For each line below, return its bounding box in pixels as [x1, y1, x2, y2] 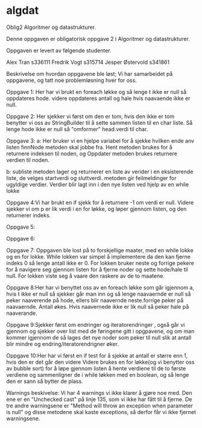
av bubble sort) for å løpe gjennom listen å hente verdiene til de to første [6, 365, 186, 372]
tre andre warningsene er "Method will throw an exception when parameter [6, 402, 193, 409]
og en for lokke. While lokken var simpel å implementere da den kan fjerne [6, 253, 191, 260]
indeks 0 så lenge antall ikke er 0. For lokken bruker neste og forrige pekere [6, 259, 194, 267]
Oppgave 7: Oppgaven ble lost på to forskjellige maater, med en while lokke [6, 246, 194, 253]
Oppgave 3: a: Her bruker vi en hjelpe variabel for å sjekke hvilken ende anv [6, 137, 195, 144]
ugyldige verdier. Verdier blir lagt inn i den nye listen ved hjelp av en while [6, 181, 189, 188]
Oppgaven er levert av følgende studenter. [6, 46, 112, 54]
